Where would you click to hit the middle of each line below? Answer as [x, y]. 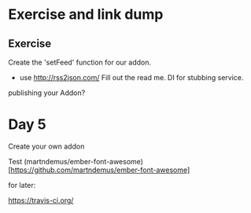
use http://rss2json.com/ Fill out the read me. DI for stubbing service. [131, 77]
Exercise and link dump [86, 15]
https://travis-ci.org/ [41, 200]
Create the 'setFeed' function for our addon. [80, 62]
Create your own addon [46, 146]
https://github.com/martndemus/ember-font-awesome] [100, 170]
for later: [22, 185]
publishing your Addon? [47, 93]
